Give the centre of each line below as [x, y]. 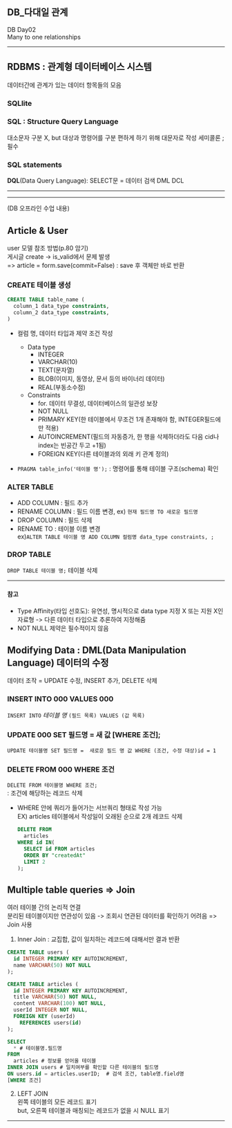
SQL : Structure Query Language [63, 122]
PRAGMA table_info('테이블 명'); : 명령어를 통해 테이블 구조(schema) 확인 [118, 469]
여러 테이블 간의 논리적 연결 [44, 907]
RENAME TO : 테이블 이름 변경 [59, 529]
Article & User [38, 230]
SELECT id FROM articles [59, 849]
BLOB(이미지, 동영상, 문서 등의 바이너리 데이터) [101, 379]
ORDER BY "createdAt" [55, 855]
